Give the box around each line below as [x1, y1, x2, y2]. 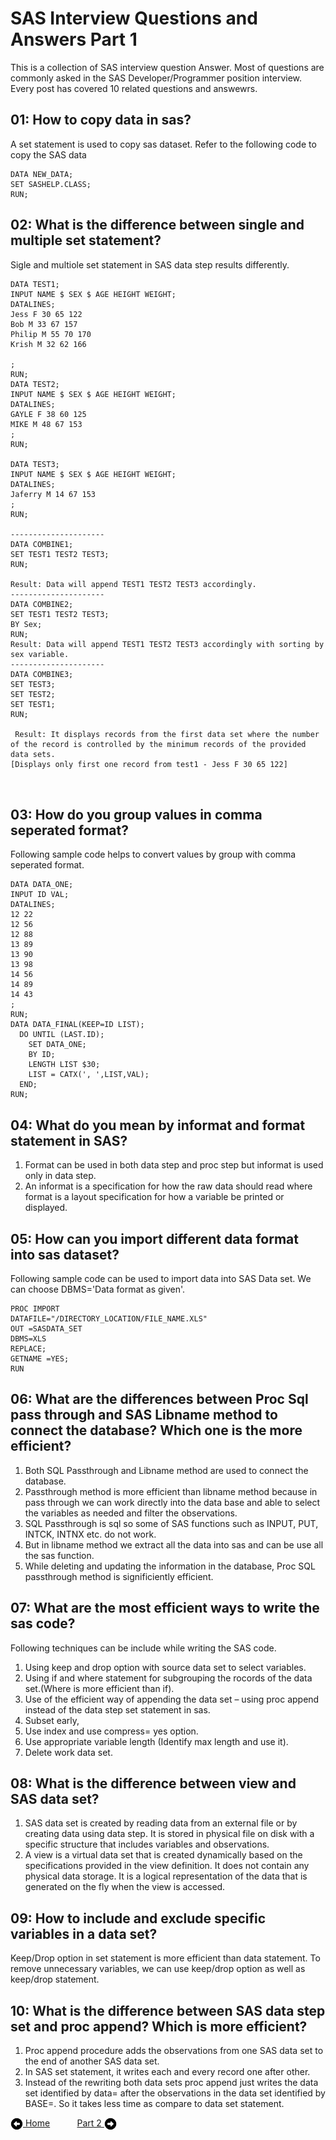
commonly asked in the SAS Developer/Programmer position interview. [10, 72, 303, 84]
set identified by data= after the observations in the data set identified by [24, 2087, 326, 2099]
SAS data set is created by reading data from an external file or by [24, 1817, 298, 1829]
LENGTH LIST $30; [28, 1060, 101, 1070]
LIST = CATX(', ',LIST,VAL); [28, 1070, 150, 1080]
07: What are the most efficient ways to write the [10, 1600, 320, 1617]
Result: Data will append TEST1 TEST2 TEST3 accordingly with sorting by [10, 639, 325, 649]
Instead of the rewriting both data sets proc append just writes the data [24, 2077, 319, 2089]
